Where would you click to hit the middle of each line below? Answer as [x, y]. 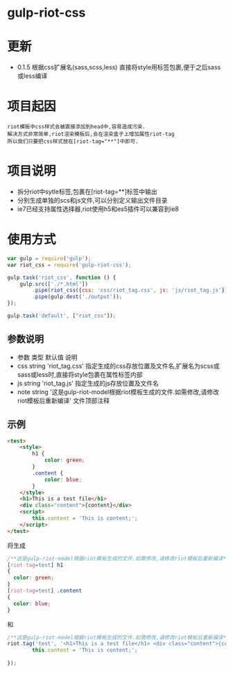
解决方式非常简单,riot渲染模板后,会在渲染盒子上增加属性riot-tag [91, 134]
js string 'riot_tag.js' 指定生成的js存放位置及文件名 [88, 383]
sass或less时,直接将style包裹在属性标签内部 [80, 374]
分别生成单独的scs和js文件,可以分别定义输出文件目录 [92, 200]
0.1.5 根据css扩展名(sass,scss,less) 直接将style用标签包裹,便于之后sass [119, 67]
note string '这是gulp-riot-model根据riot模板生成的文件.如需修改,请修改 [118, 392]
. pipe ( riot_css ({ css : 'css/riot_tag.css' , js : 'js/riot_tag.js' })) [131, 290]
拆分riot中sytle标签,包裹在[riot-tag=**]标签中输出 [87, 191]
